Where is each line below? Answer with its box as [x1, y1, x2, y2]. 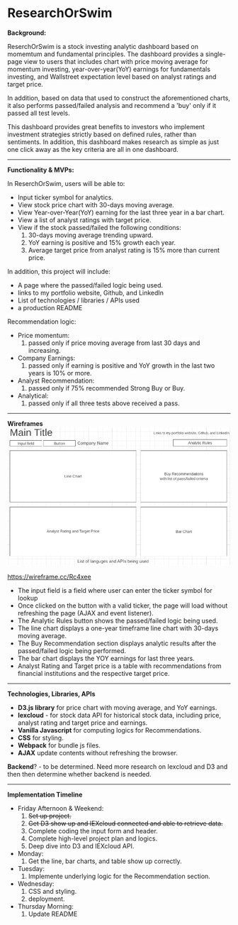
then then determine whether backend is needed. [7, 770, 152, 779]
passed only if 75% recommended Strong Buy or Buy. [28, 383, 186, 392]
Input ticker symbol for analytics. [17, 193, 114, 202]
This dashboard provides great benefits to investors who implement [7, 122, 205, 131]
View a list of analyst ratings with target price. [17, 215, 152, 224]
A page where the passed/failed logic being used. [17, 280, 164, 289]
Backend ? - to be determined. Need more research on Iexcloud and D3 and [7, 762, 228, 771]
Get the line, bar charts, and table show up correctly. [28, 857, 182, 865]
